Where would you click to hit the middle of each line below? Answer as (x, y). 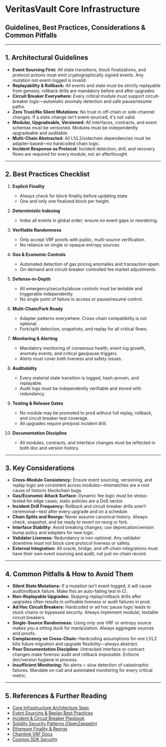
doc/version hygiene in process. (45, 660)
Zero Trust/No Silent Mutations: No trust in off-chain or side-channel (83, 112)
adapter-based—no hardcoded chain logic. (56, 143)
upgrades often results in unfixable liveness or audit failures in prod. (82, 602)
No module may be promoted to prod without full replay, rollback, (86, 413)
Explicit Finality (28, 186)
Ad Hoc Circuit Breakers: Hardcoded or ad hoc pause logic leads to (82, 607)
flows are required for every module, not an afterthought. (70, 154)
